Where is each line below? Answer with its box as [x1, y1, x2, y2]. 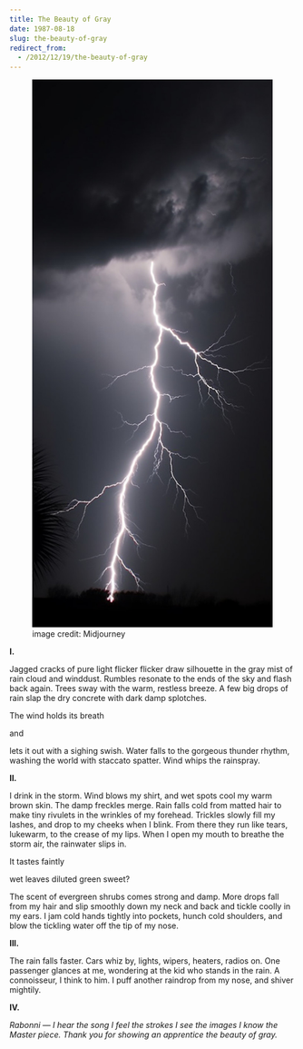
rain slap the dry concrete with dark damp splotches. [9, 692, 207, 703]
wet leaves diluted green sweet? [9, 873, 130, 885]
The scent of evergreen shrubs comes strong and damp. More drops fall [9, 891, 279, 902]
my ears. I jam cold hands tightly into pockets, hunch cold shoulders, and [9, 910, 283, 921]
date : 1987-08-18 [9, 24, 75, 34]
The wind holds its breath [9, 709, 104, 721]
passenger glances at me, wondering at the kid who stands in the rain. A [9, 965, 280, 975]
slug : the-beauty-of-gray [9, 34, 107, 43]
